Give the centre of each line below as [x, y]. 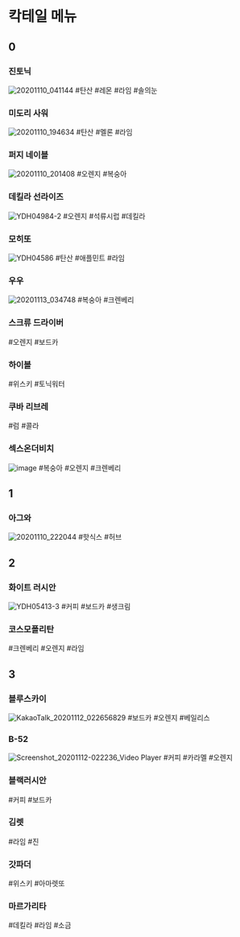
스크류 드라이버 [36, 323]
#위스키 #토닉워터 [37, 384]
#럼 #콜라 [24, 426]
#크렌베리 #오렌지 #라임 [46, 649]
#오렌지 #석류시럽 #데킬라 [104, 216]
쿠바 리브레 [29, 406]
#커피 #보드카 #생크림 [96, 606]
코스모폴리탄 [31, 629]
